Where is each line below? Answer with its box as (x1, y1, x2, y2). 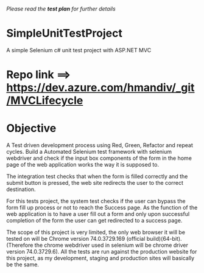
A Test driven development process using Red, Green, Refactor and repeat (6, 142, 194, 149)
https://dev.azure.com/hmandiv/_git (6, 81, 195, 95)
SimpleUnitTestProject (6, 27, 123, 40)
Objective (6, 122, 57, 136)
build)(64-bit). (146, 235, 182, 243)
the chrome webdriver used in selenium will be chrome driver (34, 241, 189, 249)
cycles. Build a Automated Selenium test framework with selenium (6, 148, 172, 156)
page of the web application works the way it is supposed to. (6, 161, 160, 168)
